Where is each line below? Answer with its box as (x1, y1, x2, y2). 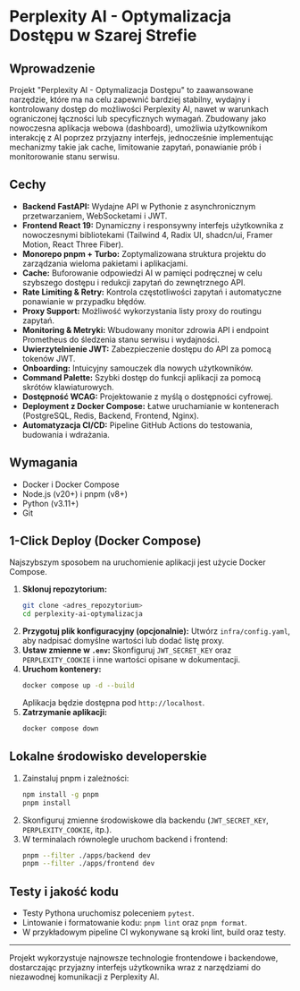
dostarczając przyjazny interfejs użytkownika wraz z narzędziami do (9, 962, 262, 973)
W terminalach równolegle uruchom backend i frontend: (21, 833, 229, 844)
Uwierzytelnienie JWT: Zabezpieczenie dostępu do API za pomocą (21, 343, 272, 355)
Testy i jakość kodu (9, 884, 119, 899)
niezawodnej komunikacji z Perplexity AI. (9, 971, 160, 982)
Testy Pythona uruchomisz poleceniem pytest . (21, 908, 195, 918)
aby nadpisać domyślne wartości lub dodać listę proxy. (21, 636, 225, 646)
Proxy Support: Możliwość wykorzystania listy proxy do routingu (21, 305, 262, 316)
